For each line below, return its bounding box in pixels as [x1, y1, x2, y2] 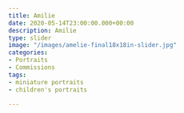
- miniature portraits [8, 78, 84, 86]
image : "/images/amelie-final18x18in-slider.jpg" [8, 41, 178, 49]
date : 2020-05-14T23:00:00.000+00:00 [8, 19, 134, 27]
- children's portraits [8, 85, 88, 94]
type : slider [8, 33, 52, 42]
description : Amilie [8, 26, 78, 34]
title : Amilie [8, 11, 56, 20]
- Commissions [8, 64, 56, 72]
